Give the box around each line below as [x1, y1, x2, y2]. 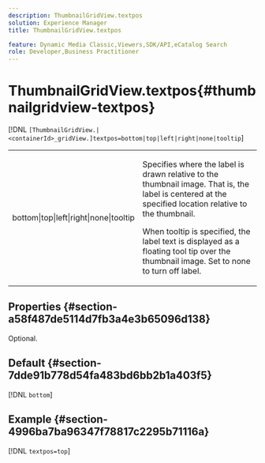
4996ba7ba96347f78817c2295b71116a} [8, 425, 210, 439]
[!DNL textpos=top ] [8, 446, 71, 455]
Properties [8, 300, 62, 314]
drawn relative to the [142, 169, 219, 180]
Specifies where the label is [142, 159, 244, 170]
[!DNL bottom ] [8, 390, 53, 399]
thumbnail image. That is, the [142, 179, 250, 190]
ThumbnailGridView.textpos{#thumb [8, 82, 256, 100]
